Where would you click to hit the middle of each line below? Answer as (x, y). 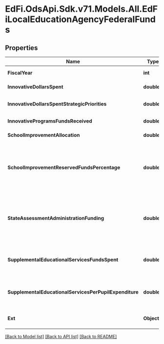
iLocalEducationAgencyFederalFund (81, 19)
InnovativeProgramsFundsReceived (50, 121)
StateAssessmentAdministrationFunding (56, 218)
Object (151, 318)
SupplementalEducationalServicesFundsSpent (63, 260)
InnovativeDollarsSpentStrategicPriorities (57, 104)
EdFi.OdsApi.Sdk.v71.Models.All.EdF (82, 9)
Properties (21, 48)
